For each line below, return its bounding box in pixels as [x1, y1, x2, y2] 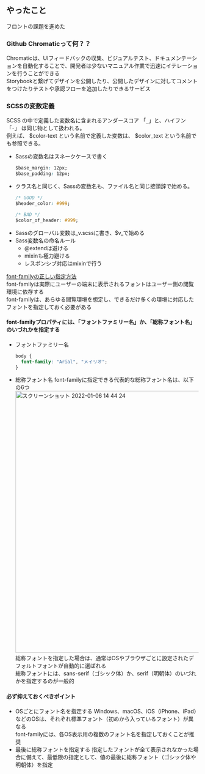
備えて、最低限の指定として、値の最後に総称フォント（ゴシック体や [26, 753, 196, 761]
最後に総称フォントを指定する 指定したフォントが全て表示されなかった [15, 745, 193, 753]
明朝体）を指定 [15, 761, 53, 768]
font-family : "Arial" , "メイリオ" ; [21, 359, 108, 365]
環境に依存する [6, 288, 44, 295]
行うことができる [16, 70, 60, 77]
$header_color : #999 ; [15, 201, 71, 207]
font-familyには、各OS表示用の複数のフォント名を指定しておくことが [15, 730, 189, 738]
